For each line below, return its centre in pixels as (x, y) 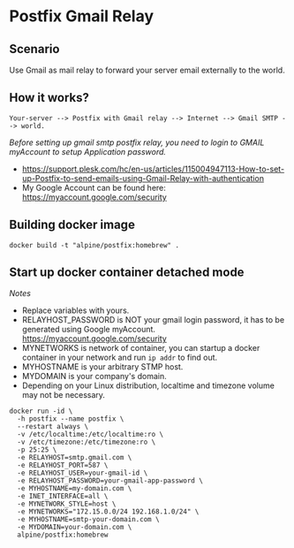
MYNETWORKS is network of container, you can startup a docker (141, 348)
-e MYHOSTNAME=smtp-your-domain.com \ (89, 520)
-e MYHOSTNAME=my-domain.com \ (75, 489)
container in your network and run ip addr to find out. (120, 358)
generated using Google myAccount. (89, 330)
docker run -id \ (41, 411)
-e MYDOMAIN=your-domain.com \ (75, 528)
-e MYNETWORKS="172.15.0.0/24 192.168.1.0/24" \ (108, 512)
